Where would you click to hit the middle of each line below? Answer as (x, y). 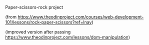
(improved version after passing (38, 32)
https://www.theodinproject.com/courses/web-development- (80, 17)
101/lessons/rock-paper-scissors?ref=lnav (48, 22)
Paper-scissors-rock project (34, 7)
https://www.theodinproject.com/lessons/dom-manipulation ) (68, 37)
